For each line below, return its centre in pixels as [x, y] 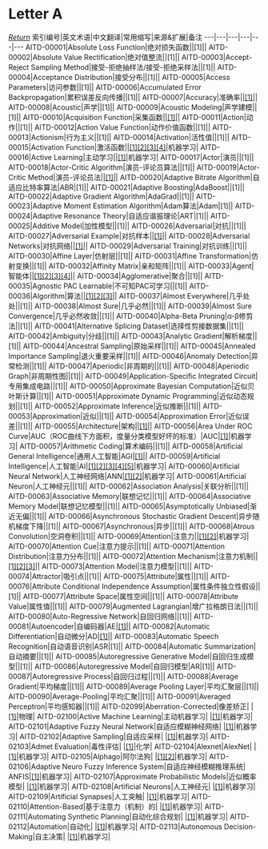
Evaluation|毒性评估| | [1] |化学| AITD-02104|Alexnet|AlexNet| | [156, 746]
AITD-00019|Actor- [228, 167]
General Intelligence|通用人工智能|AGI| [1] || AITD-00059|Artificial [114, 456]
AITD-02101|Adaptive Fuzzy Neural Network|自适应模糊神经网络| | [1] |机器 [129, 726]
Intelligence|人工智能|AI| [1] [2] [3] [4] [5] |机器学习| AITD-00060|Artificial [124, 466]
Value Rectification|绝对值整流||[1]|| [122, 57]
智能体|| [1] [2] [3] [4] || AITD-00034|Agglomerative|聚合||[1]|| [106, 276]
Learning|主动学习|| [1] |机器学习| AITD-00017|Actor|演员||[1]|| [154, 157]
